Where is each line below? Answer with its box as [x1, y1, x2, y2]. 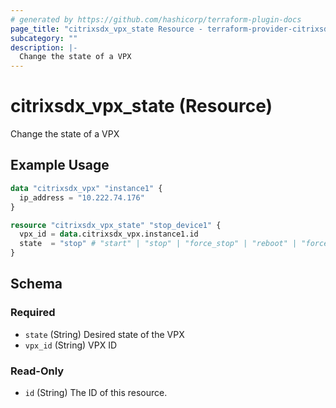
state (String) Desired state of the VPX [24, 328, 185, 340]
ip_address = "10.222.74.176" [19, 192, 145, 203]
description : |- [10, 42, 78, 53]
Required [10, 306, 56, 320]
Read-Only [10, 364, 65, 378]
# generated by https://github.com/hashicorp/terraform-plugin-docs [10, 14, 302, 25]
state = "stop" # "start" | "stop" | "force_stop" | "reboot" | [19, 239, 298, 249]
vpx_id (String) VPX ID [24, 339, 118, 351]
